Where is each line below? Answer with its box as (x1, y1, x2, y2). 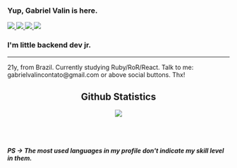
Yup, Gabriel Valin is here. (7, 6, 98, 16)
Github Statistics (80, 90, 157, 102)
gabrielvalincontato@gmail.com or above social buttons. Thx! (7, 70, 186, 79)
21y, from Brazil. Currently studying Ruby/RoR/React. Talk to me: (7, 63, 194, 71)
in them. (7, 154, 32, 162)
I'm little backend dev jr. (7, 40, 92, 50)
